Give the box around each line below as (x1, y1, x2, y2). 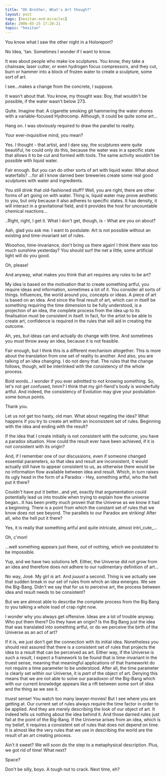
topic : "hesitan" (5, 26, 41, 31)
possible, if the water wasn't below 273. (5, 98, 86, 104)
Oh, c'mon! (5, 534, 28, 541)
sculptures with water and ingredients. (5, 178, 83, 184)
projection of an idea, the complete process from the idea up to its (5, 308, 140, 313)
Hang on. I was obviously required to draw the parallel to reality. (5, 123, 135, 129)
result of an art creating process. (5, 733, 72, 738)
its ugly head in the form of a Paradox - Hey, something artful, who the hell (5, 474, 157, 480)
